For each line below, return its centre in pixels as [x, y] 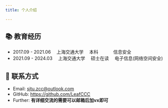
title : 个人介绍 [21, 10]
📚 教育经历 [23, 37]
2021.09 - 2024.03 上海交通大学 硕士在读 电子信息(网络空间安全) [88, 58]
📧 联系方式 [22, 76]
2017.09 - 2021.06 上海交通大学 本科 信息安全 [72, 52]
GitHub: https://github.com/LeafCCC [52, 94]
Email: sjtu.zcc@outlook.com [43, 89]
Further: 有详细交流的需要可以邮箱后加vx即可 [61, 100]
